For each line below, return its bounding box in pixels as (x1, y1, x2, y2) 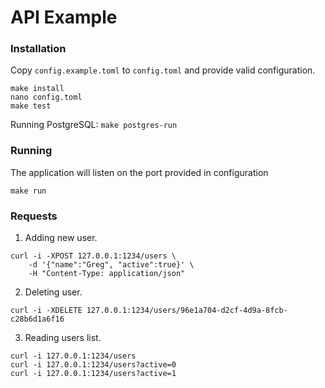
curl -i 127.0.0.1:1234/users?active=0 (10, 360, 177, 370)
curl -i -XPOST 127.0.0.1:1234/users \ (10, 251, 177, 261)
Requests (10, 209, 58, 223)
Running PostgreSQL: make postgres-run (10, 119, 178, 131)
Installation (10, 42, 67, 56)
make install (10, 84, 65, 94)
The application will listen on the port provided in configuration (10, 166, 269, 178)
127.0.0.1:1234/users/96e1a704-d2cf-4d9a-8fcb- (86, 306, 288, 316)
